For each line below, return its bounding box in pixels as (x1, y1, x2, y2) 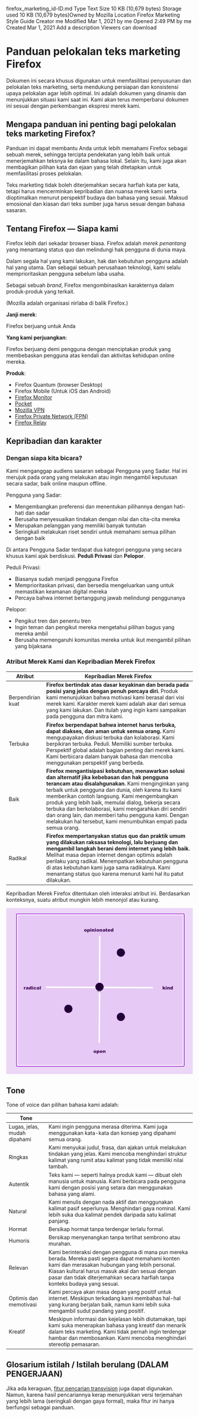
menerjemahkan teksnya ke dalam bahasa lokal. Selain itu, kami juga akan (6, 157, 187, 164)
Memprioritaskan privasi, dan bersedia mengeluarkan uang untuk (14, 582, 175, 589)
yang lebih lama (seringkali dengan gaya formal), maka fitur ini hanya (6, 1397, 175, 1405)
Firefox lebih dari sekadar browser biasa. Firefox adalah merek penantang (6, 239, 187, 247)
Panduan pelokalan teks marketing (6, 45, 181, 58)
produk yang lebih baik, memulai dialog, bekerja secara (46, 799, 181, 806)
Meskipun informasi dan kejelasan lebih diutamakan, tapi (48, 1315, 187, 1323)
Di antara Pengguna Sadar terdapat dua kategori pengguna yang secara (6, 546, 182, 553)
